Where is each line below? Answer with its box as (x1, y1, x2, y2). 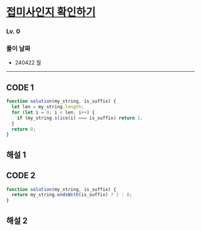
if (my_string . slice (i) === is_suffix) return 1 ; (17, 115, 144, 121)
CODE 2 (6, 171, 36, 181)
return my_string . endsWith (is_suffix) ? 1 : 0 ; (11, 192, 133, 198)
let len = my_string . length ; (11, 104, 84, 110)
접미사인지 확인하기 (6, 5, 96, 19)
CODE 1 (6, 82, 34, 93)
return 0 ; (11, 126, 36, 132)
